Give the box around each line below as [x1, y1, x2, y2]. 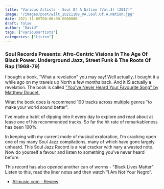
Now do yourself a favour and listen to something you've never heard [5, 149, 145, 155]
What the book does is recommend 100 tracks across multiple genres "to [5, 99, 152, 105]
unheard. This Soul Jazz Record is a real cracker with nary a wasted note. [5, 144, 154, 150]
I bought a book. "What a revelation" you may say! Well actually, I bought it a [5, 74, 159, 80]
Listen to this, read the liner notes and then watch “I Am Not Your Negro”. [5, 169, 153, 175]
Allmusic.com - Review [12, 179, 59, 185]
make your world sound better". [5, 104, 69, 110]
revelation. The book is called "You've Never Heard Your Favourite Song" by [5, 84, 159, 91]
